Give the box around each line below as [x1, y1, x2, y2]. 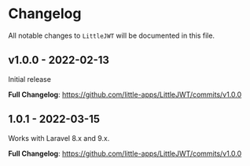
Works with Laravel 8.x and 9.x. [8, 133, 110, 142]
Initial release [8, 74, 51, 83]
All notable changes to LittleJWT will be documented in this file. [8, 31, 215, 40]
